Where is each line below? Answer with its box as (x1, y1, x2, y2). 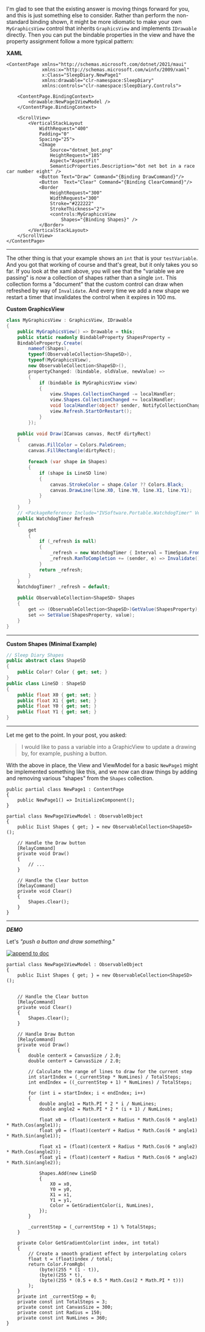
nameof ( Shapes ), (28, 346, 70, 352)
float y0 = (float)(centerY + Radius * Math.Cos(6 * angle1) (38, 1128, 198, 1134)
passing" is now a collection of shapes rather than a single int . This (6, 274, 177, 281)
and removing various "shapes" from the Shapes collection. (6, 775, 154, 782)
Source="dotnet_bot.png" (49, 147, 113, 153)
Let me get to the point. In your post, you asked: (6, 731, 127, 739)
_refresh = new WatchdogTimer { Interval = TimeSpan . (49, 550, 190, 556)
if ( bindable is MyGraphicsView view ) (38, 379, 138, 386)
